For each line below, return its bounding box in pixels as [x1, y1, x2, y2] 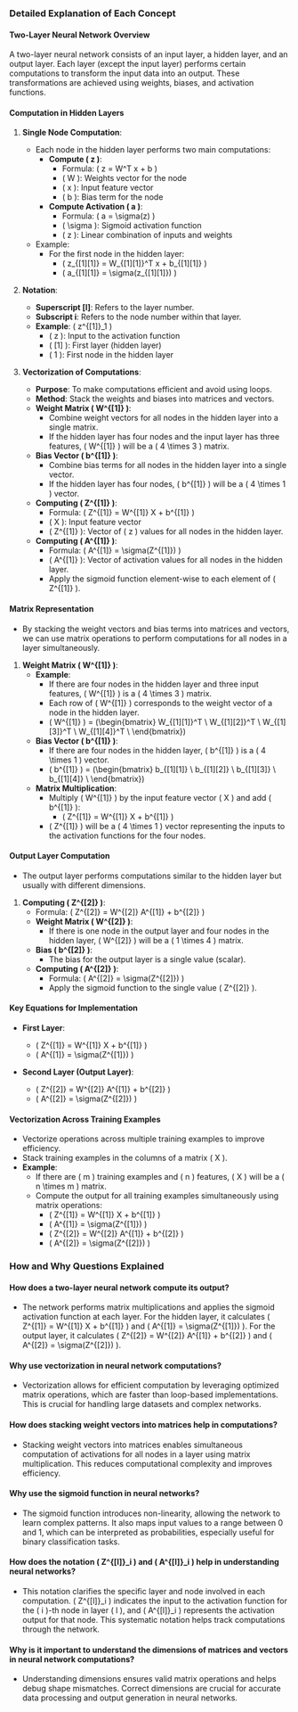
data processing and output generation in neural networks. [21, 1692, 238, 1703]
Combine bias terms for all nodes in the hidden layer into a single [48, 460, 287, 471]
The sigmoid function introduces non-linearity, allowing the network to [21, 1508, 281, 1519]
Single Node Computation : [21, 128, 123, 138]
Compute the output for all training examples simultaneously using [35, 1190, 279, 1201]
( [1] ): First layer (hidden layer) [48, 340, 162, 350]
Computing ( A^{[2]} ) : [35, 963, 119, 974]
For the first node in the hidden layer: [48, 249, 185, 259]
